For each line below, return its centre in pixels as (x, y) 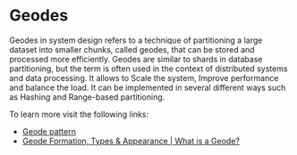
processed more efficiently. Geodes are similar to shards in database (136, 59)
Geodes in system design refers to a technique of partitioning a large (136, 40)
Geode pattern (49, 131)
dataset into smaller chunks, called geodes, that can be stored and (132, 49)
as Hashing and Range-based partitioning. (87, 97)
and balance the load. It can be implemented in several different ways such (148, 87)
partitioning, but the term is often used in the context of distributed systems (148, 69)
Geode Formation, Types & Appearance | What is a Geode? (131, 141)
